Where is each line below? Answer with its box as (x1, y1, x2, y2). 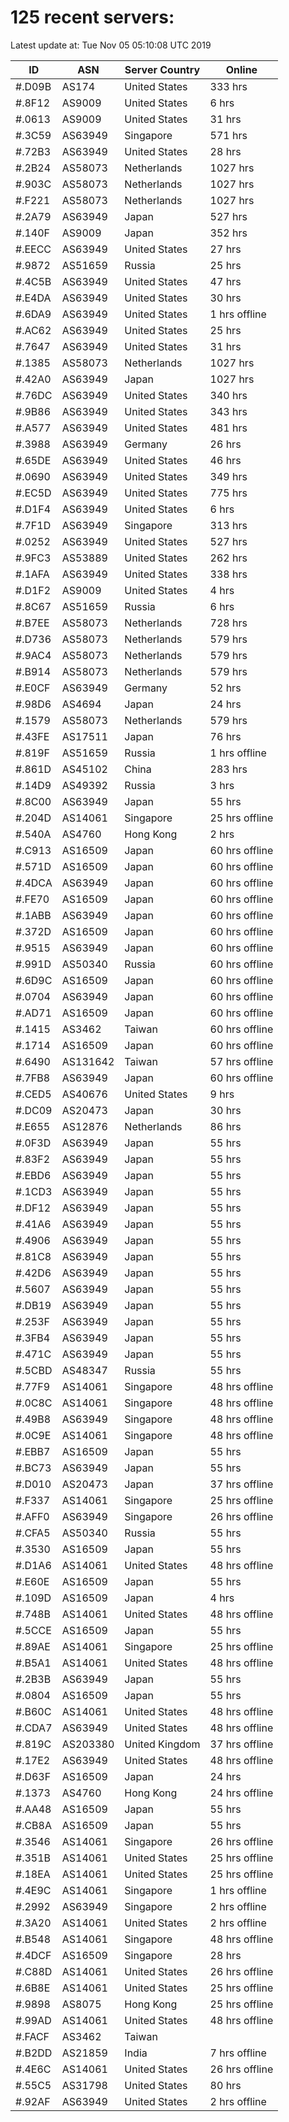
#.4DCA (15, 876, 53, 890)
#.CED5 (15, 1087, 52, 1101)
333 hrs (209, 79, 248, 93)
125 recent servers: (10, 6, 175, 29)
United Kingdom (124, 1737, 201, 1751)
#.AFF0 (15, 1509, 50, 1523)
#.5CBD (15, 1363, 53, 1377)
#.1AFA (15, 567, 50, 581)
